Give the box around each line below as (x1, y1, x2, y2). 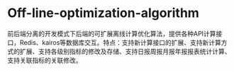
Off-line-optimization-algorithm (7, 5, 200, 21)
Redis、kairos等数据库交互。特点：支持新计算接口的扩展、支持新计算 (19, 38, 222, 47)
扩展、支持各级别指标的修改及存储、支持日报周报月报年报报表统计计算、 (19, 47, 231, 55)
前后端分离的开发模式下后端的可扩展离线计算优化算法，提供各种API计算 (7, 29, 216, 38)
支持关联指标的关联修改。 (7, 55, 82, 65)
